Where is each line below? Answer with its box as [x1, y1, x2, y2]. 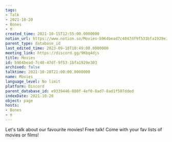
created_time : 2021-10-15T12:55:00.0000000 [5, 31, 100, 36]
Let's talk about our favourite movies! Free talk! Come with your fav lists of [5, 126, 162, 132]
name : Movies [5, 74, 33, 79]
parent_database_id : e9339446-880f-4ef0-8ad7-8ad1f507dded [5, 88, 134, 94]
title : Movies [5, 55, 36, 60]
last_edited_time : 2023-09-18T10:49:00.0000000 [5, 46, 109, 51]
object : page [5, 98, 33, 103]
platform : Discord [5, 84, 45, 89]
